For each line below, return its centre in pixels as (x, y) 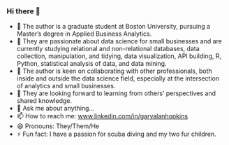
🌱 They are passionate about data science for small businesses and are (119, 41)
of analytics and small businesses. (66, 86)
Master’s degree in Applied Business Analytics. (84, 34)
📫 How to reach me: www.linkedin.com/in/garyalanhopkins (102, 116)
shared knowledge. (44, 101)
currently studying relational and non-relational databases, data (108, 49)
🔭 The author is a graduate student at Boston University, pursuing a (113, 27)
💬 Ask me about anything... (56, 109)
